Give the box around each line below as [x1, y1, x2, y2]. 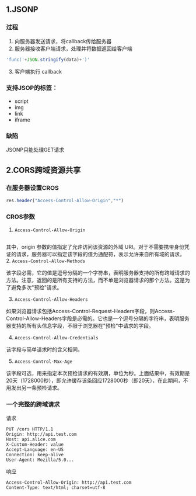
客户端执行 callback [14, 68, 62, 75]
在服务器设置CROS [6, 184, 60, 192]
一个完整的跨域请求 [6, 400, 60, 408]
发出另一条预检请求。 [10, 384, 62, 391]
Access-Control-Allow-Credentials [14, 335, 99, 341]
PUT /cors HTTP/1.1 [6, 426, 54, 432]
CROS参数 [6, 213, 35, 221]
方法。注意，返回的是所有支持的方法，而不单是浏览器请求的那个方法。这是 [6, 277, 185, 284]
